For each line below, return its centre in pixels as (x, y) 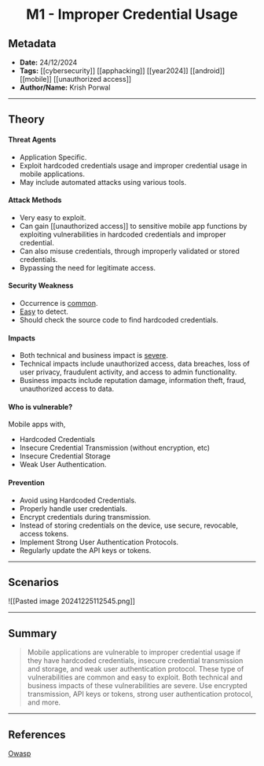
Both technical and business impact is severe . (94, 355)
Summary (33, 633)
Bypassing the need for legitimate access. (87, 267)
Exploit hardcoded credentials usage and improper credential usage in (133, 165)
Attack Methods (35, 200)
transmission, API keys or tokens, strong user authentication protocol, (140, 694)
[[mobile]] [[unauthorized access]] (75, 79)
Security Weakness (41, 285)
